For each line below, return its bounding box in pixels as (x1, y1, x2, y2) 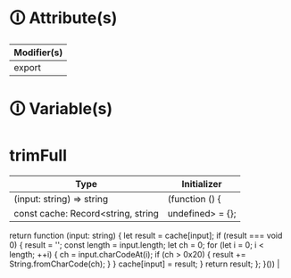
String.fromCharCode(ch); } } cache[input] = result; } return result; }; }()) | (9, 258, 280, 269)
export (13, 61, 42, 73)
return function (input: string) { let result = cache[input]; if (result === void (9, 230, 283, 241)
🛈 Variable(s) (9, 99, 113, 119)
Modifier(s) (13, 46, 63, 59)
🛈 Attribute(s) (9, 8, 118, 29)
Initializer (181, 178, 222, 191)
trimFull (9, 145, 68, 166)
